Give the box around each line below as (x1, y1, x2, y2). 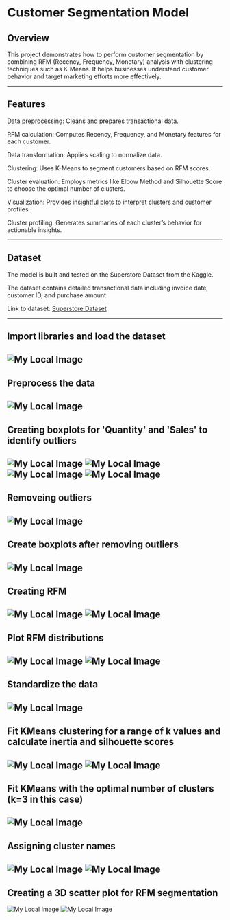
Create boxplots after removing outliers (7, 539, 179, 551)
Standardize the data (7, 678, 99, 691)
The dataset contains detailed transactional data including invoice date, (7, 284, 209, 292)
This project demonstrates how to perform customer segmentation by (7, 50, 204, 58)
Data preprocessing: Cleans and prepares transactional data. (7, 117, 179, 125)
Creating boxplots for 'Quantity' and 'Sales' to (7, 424, 208, 435)
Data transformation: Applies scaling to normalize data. (7, 150, 162, 159)
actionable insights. (7, 225, 62, 234)
